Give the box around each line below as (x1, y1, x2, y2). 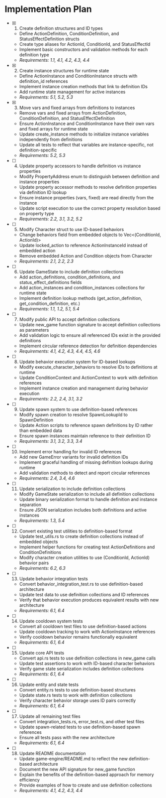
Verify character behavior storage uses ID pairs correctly (19, 697, 136, 703)
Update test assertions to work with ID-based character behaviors (19, 660, 155, 666)
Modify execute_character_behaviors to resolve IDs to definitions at (19, 364, 158, 370)
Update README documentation (19, 750, 86, 756)
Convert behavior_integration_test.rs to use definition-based (19, 581, 143, 587)
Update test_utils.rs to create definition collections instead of (19, 533, 144, 539)
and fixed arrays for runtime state (19, 126, 88, 132)
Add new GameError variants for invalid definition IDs (19, 454, 129, 460)
